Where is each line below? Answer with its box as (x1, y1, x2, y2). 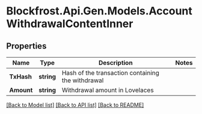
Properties (6, 41, 47, 51)
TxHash (9, 73, 32, 80)
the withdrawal (61, 76, 104, 85)
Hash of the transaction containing (61, 69, 159, 77)
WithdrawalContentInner (6, 17, 133, 31)
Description (98, 59, 133, 67)
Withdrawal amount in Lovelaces (61, 86, 155, 94)
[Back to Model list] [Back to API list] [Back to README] (6, 101, 144, 109)
